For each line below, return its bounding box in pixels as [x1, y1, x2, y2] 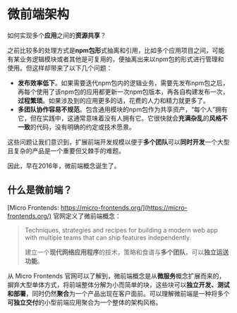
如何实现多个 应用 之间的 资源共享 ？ [7, 31, 107, 39]
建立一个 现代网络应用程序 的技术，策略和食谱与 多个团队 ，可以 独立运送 [24, 247, 229, 256]
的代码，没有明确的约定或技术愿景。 [30, 123, 135, 131]
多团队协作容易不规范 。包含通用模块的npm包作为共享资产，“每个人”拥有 [17, 105, 228, 113]
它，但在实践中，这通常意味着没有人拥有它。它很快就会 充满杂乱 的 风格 [17, 113, 222, 122]
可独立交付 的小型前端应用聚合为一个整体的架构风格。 [7, 297, 162, 307]
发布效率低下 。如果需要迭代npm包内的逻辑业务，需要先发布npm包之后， [17, 78, 229, 87]
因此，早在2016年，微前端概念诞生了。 [7, 161, 121, 170]
